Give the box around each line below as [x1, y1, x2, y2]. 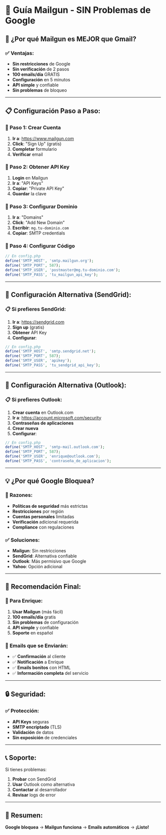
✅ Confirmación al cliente [12, 653, 66, 659]
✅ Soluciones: [5, 537, 40, 543]
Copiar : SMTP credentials [12, 230, 65, 236]
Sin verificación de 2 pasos [12, 66, 69, 72]
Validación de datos [12, 729, 54, 735]
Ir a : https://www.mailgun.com [12, 135, 74, 141]
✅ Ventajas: [5, 50, 34, 57]
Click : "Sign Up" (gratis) [12, 141, 62, 147]
